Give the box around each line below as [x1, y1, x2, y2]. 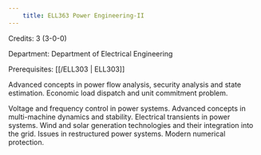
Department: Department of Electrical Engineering [8, 48, 173, 58]
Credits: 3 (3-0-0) [8, 33, 68, 43]
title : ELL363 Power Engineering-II [22, 11, 145, 20]
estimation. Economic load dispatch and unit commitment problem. [8, 88, 228, 98]
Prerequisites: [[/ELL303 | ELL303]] [8, 64, 125, 74]
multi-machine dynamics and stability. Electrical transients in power [8, 112, 231, 122]
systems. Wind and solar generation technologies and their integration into [8, 120, 254, 130]
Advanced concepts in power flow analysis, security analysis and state [8, 79, 242, 89]
